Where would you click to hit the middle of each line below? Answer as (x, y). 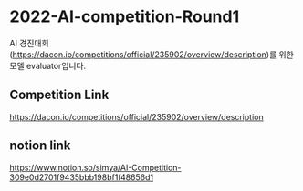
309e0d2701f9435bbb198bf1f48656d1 (82, 177)
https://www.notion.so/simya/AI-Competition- (95, 167)
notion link (40, 146)
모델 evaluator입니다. (48, 65)
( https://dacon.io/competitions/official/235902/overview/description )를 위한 (151, 54)
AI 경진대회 (29, 43)
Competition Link (59, 95)
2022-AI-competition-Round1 (125, 17)
